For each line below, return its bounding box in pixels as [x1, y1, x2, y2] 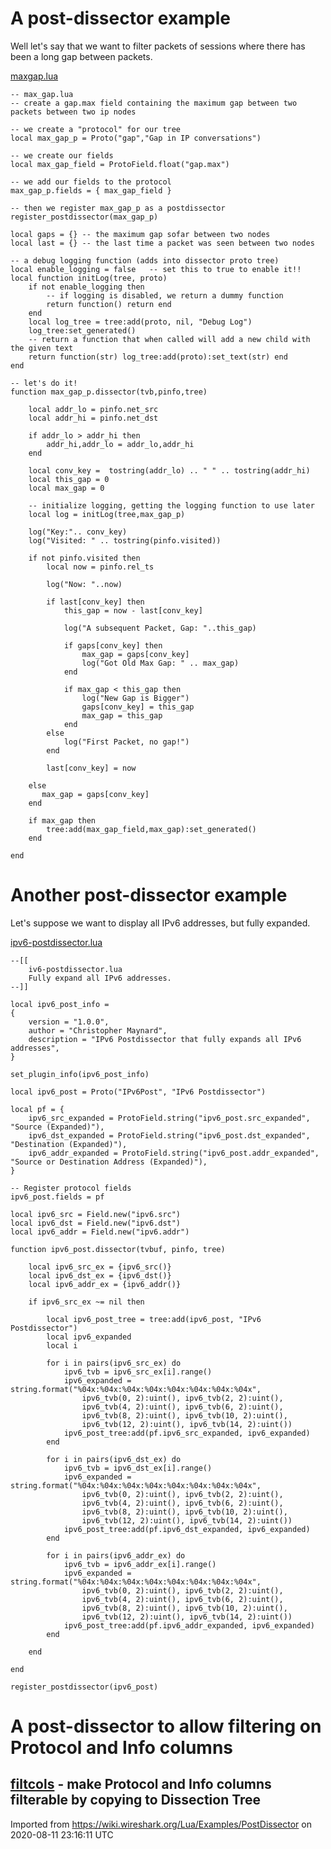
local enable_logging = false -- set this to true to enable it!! [10, 264, 302, 274]
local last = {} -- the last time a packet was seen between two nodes [10, 238, 315, 248]
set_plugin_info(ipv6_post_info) [10, 1069, 150, 1079]
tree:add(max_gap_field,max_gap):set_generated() [46, 824, 257, 834]
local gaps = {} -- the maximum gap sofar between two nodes [10, 229, 271, 239]
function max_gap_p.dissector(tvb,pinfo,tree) [10, 387, 208, 397]
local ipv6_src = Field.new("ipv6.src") [10, 1209, 182, 1219]
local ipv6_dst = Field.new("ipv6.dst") [10, 1218, 182, 1228]
